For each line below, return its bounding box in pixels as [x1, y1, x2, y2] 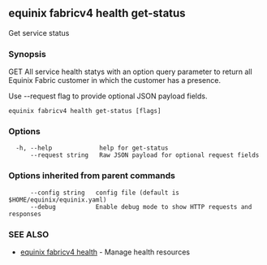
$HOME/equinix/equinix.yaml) [8, 195, 107, 204]
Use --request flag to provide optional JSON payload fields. [8, 91, 208, 101]
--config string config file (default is [29, 189, 180, 197]
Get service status [8, 28, 70, 37]
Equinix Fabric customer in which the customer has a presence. [8, 76, 222, 85]
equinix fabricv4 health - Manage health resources [19, 247, 191, 257]
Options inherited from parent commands [8, 170, 176, 181]
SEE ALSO [8, 228, 50, 240]
